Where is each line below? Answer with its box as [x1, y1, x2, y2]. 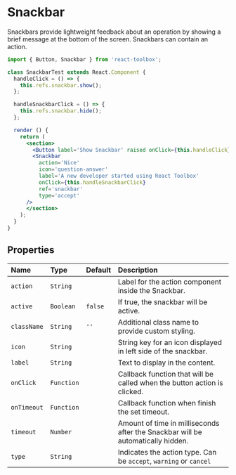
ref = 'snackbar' [38, 186, 83, 193]
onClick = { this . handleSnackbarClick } [38, 178, 146, 186]
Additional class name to [117, 317, 199, 327]
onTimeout [11, 403, 44, 411]
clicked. [117, 386, 144, 396]
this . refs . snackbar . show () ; [20, 82, 102, 89]
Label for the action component [117, 277, 222, 287]
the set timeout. [117, 407, 170, 417]
